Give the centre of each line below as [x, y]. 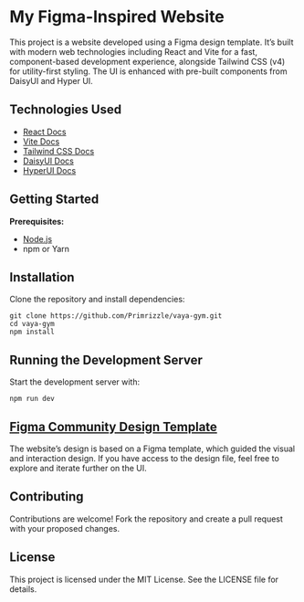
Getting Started [54, 200]
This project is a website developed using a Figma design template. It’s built [152, 42]
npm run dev [32, 399]
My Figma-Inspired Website [117, 17]
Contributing [47, 496]
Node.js [37, 238]
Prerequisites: [37, 221]
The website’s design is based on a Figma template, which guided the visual [152, 449]
